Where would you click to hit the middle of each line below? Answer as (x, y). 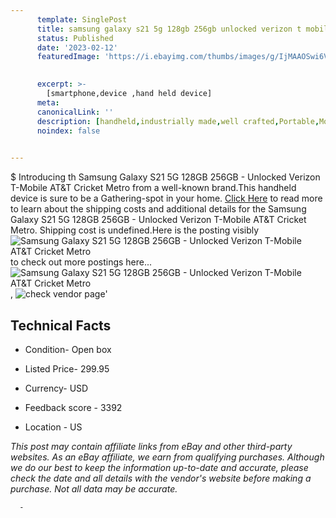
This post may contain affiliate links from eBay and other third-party (151, 446)
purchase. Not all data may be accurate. (94, 488)
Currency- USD (56, 388)
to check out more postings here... (81, 262)
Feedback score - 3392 (73, 407)
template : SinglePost (82, 19)
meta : (48, 102)
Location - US (53, 427)
